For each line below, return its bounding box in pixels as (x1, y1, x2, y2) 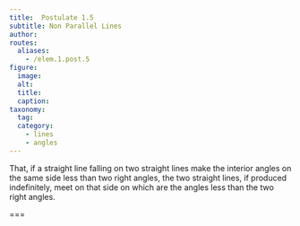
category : (17, 122, 54, 131)
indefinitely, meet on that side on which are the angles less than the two (9, 181, 275, 193)
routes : (9, 38, 39, 48)
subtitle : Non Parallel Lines (9, 22, 123, 30)
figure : (9, 64, 39, 73)
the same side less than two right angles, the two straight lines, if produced (9, 172, 287, 183)
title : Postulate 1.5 (9, 13, 94, 22)
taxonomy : (9, 105, 47, 114)
